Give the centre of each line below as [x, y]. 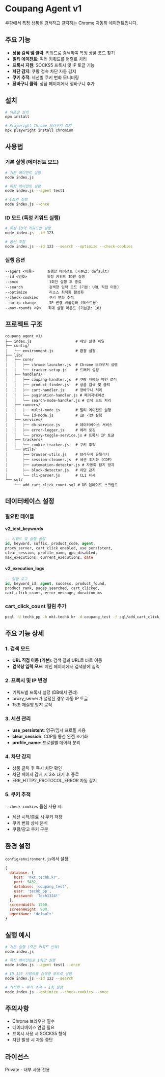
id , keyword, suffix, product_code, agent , [50, 544]
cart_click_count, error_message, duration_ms [54, 593]
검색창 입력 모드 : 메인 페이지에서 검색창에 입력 [56, 667]
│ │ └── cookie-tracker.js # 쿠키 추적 [50, 445]
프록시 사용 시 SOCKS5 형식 [39, 1034]
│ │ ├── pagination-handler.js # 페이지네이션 [55, 395]
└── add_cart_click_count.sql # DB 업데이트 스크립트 [66, 485]
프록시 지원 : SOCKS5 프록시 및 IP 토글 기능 [53, 65]
